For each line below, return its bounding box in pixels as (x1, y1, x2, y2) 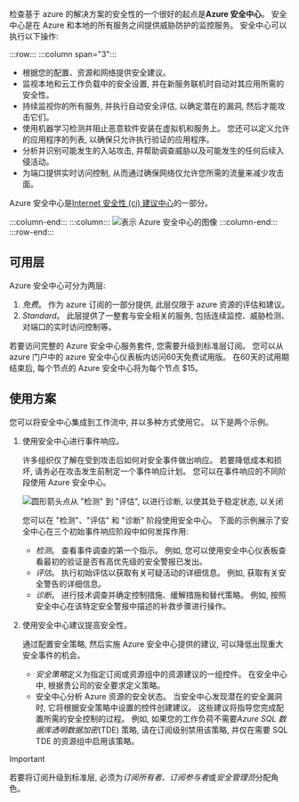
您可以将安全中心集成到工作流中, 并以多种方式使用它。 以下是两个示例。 (9, 417, 273, 427)
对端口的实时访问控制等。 (21, 321, 117, 332)
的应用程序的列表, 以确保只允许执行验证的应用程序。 (21, 134, 214, 145)
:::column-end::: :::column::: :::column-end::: (9, 217, 278, 227)
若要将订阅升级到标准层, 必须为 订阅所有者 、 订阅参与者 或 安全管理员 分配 (9, 772, 271, 782)
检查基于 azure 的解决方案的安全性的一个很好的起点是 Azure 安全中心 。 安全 (9, 9, 287, 19)
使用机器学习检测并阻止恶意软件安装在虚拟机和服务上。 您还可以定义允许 (21, 123, 290, 133)
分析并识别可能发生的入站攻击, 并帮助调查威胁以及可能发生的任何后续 (21, 145, 277, 155)
